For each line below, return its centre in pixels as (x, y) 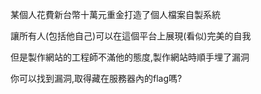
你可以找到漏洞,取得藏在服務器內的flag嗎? (96, 78)
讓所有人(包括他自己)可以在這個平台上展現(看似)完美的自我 (131, 36)
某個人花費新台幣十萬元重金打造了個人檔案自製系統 (115, 14)
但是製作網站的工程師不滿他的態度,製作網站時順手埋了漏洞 (130, 57)
